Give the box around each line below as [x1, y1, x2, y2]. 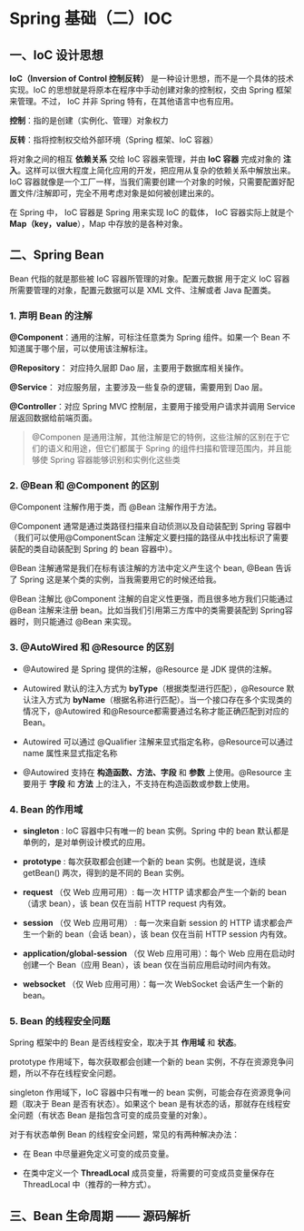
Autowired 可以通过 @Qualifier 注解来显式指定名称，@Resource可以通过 [22, 736, 293, 747]
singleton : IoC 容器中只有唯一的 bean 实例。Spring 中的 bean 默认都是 [22, 825, 289, 836]
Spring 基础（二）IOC [9, 8, 173, 29]
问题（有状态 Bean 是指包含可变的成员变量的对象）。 [16, 1109, 212, 1121]
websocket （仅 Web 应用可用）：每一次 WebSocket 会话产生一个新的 [22, 979, 284, 990]
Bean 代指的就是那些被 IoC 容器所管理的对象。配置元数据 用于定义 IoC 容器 [9, 273, 290, 284]
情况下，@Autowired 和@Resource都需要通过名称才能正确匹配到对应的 [22, 705, 289, 716]
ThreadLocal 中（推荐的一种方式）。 [22, 1179, 156, 1190]
